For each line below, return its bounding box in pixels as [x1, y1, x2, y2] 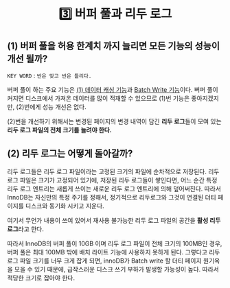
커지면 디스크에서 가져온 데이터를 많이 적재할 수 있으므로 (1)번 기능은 [7, 94, 190, 102]
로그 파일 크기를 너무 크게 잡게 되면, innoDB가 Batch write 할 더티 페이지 [7, 256, 202, 265]
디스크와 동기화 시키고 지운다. [25, 202, 104, 210]
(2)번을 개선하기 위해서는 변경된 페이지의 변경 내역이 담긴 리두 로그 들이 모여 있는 [7, 117, 222, 125]
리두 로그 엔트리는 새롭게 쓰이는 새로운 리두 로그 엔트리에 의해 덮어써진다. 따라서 [7, 184, 222, 193]
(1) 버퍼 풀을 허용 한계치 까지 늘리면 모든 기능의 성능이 [7, 40, 220, 51]
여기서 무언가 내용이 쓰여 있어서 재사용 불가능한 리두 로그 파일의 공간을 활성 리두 [7, 216, 221, 224]
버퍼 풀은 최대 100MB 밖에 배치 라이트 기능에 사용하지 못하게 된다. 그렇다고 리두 [7, 248, 220, 256]
